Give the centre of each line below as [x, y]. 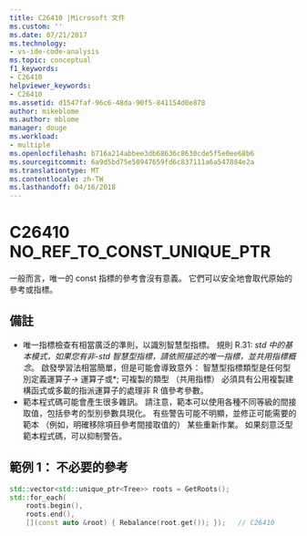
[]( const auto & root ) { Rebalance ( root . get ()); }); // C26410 [150, 523]
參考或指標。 [33, 290]
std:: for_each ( [38, 498]
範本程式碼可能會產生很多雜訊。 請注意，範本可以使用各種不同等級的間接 [159, 401]
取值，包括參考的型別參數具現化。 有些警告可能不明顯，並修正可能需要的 [159, 413]
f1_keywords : [34, 69]
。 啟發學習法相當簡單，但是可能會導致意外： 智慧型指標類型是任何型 [161, 367]
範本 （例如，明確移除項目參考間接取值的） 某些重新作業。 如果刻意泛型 [158, 424]
